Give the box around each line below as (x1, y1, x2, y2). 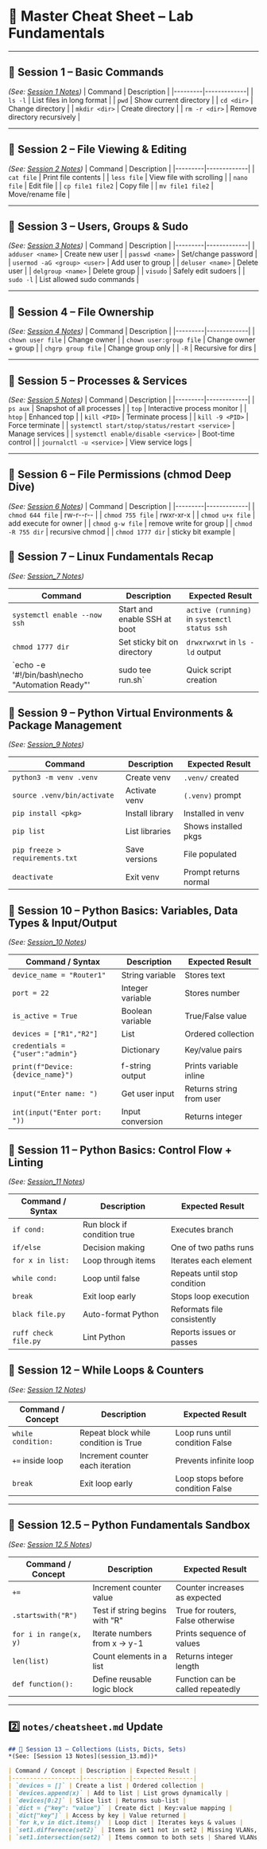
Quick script (186, 664, 232, 676)
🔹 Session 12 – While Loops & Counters (8, 1364, 204, 1377)
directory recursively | (8, 112, 81, 122)
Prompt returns (184, 867, 240, 878)
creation (186, 674, 217, 685)
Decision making (83, 1242, 145, 1253)
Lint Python (83, 1332, 126, 1343)
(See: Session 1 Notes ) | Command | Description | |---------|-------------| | (8, 87, 253, 96)
